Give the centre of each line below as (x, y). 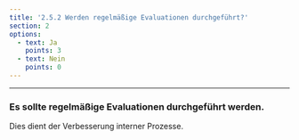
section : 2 (29, 26)
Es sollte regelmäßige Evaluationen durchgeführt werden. (137, 106)
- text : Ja (37, 42)
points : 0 (44, 68)
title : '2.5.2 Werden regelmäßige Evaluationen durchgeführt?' (129, 17)
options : (25, 34)
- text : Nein (41, 59)
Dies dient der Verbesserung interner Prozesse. (97, 127)
